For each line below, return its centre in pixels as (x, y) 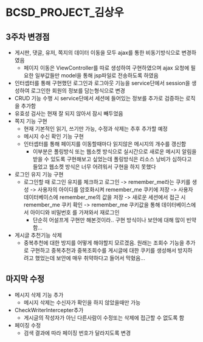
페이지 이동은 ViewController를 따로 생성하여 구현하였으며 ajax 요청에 (106, 68)
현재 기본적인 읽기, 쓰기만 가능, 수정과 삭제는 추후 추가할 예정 (95, 129)
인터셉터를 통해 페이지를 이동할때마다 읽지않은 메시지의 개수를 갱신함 (105, 144)
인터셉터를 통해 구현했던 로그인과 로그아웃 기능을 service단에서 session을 (102, 83)
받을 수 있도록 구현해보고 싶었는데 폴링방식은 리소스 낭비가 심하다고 (112, 159)
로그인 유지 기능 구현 (39, 174)
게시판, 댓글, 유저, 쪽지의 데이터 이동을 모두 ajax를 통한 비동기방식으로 (97, 53)
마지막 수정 (25, 279)
